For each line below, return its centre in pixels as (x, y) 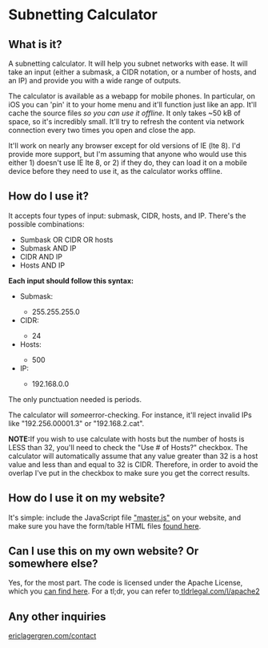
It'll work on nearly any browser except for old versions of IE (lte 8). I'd (124, 145)
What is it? (35, 44)
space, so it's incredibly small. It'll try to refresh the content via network (126, 121)
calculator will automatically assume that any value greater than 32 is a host (133, 456)
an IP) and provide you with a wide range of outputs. (95, 80)
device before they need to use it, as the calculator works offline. (115, 171)
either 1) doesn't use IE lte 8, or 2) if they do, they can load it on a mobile (128, 163)
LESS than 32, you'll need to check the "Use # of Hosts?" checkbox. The (128, 447)
